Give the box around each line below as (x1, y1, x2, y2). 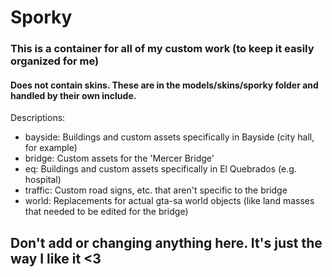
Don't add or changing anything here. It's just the (10, 234, 323, 251)
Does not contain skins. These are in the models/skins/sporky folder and (10, 79, 319, 91)
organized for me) (10, 54, 100, 68)
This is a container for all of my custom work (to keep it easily (10, 42, 315, 56)
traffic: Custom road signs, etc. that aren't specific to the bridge (24, 184, 288, 196)
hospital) (24, 174, 62, 186)
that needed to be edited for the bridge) (24, 206, 189, 218)
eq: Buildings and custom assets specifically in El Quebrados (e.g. (24, 163, 297, 175)
